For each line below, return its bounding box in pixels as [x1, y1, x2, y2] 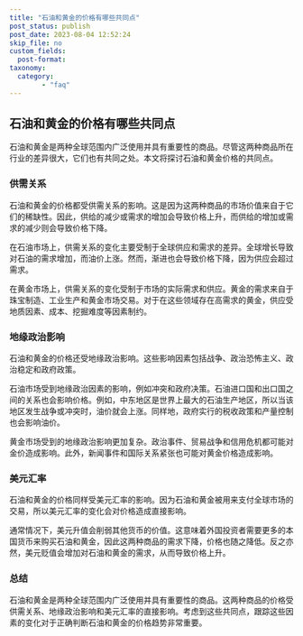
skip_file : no [9, 38, 63, 48]
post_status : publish [9, 22, 91, 31]
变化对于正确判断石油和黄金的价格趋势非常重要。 [24, 617, 207, 628]
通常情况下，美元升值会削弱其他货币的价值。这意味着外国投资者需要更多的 [9, 525, 286, 536]
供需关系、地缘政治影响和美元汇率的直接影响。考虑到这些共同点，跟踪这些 [9, 605, 286, 616]
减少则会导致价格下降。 [24, 222, 113, 233]
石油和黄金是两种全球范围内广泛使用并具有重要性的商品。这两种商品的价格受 [9, 595, 294, 605]
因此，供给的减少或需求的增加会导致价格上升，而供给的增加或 [56, 211, 286, 222]
